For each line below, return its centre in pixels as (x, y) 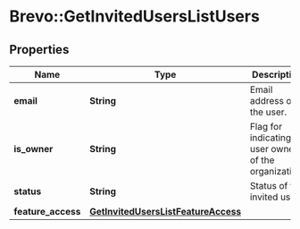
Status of (269, 186)
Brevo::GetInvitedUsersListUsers (135, 17)
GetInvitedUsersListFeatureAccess (165, 212)
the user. (268, 112)
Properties (39, 50)
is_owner (33, 149)
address (267, 101)
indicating (271, 138)
